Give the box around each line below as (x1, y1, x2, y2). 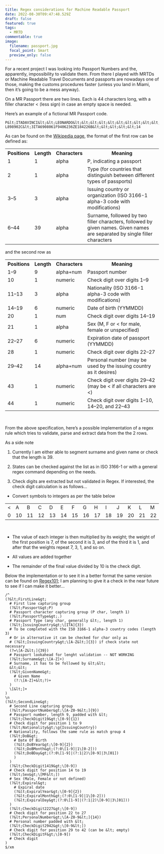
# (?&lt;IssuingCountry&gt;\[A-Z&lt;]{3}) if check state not (9, 640, 139, 645)
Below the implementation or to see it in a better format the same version (5, 573, 152, 579)
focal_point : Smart (9, 48, 49, 53)
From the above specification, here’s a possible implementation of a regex (5, 425, 154, 431)
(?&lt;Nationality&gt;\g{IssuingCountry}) (9, 725, 97, 730)
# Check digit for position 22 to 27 (9, 811, 86, 816)
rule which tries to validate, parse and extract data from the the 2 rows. (5, 430, 148, 436)
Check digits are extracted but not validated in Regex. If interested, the (12, 478, 155, 484)
